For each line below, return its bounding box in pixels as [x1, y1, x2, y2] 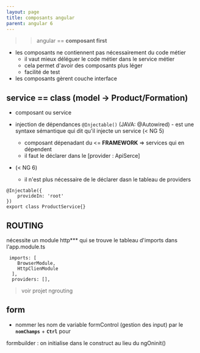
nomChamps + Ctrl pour [15, 327, 71, 335]
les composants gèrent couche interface [15, 75, 118, 83]
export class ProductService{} [6, 204, 86, 210]
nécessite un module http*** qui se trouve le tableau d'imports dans [6, 237, 178, 243]
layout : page [6, 9, 40, 15]
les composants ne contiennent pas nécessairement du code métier [15, 49, 186, 56]
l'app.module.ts [6, 243, 46, 250]
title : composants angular [6, 15, 75, 21]
